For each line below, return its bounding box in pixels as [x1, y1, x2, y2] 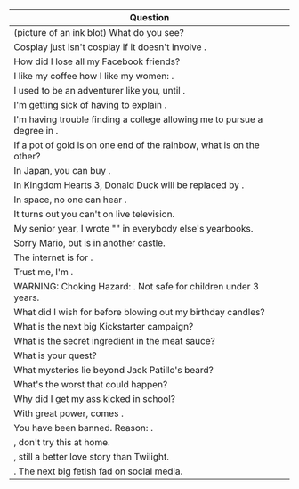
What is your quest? [13, 349, 97, 362]
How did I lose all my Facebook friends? [13, 55, 181, 68]
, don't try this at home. [13, 436, 111, 448]
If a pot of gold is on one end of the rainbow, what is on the [13, 139, 260, 151]
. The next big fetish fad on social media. [13, 465, 183, 477]
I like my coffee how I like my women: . [13, 70, 174, 82]
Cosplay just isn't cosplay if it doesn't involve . [13, 41, 207, 53]
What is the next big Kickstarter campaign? [13, 321, 194, 332]
